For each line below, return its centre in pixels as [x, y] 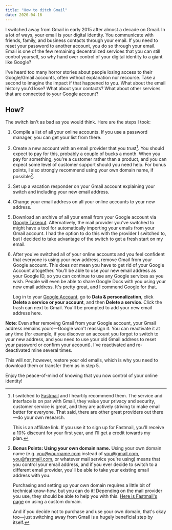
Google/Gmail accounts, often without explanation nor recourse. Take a [80, 77]
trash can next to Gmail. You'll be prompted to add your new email [82, 307]
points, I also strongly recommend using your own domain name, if [83, 170]
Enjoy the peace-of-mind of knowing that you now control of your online [81, 375]
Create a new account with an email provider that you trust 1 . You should [88, 148]
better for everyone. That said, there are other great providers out [82, 412]
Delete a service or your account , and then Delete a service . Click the [87, 302]
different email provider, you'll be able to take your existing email [81, 470]
